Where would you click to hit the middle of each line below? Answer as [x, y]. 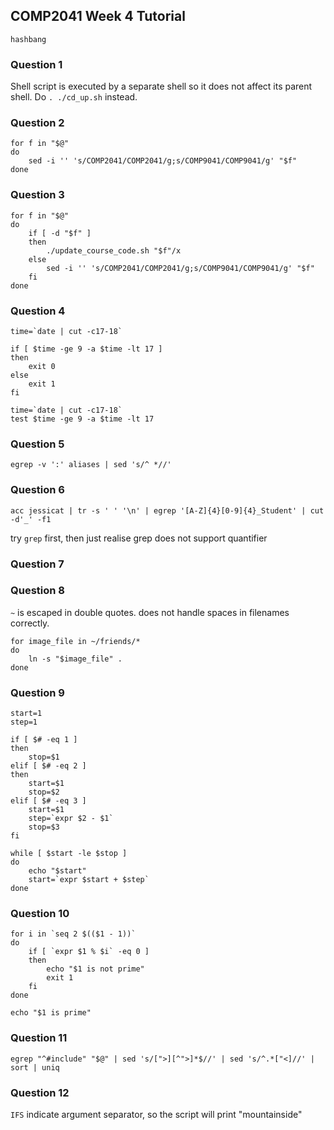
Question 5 [37, 444]
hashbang [28, 39]
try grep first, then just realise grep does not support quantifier [139, 538]
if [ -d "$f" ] [60, 233]
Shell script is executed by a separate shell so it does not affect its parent [161, 86]
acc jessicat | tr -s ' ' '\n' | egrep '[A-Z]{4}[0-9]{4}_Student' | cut [167, 510]
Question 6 [37, 490]
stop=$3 [44, 827]
